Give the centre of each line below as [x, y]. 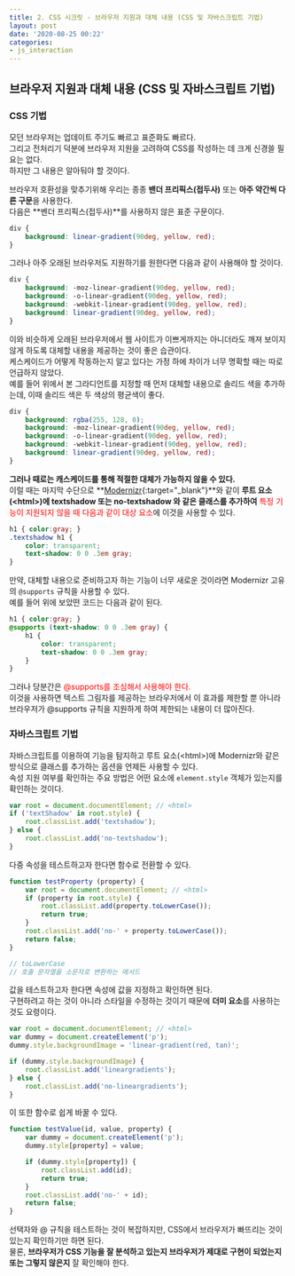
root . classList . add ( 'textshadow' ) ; [91, 822]
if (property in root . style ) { [83, 898]
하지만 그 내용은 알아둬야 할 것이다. [70, 170]
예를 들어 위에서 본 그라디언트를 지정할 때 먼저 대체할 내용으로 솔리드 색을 [136, 384]
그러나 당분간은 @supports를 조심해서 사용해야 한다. [100, 687]
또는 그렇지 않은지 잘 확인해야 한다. [69, 1263]
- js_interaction [41, 51]
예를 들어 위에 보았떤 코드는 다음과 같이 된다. [86, 602]
